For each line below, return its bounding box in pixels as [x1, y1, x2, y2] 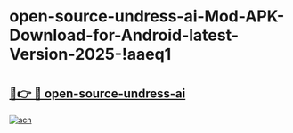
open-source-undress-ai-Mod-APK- [9, 6, 285, 27]
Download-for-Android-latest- [9, 25, 239, 46]
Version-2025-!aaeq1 [9, 45, 172, 64]
